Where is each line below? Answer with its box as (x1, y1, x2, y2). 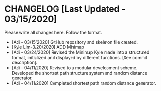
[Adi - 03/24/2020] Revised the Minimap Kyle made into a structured (11, 49, 150, 55)
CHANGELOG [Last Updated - (4, 3, 126, 15)
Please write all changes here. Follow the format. (4, 30, 103, 35)
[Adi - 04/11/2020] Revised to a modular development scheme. (11, 64, 138, 71)
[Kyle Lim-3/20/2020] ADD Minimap (11, 44, 85, 50)
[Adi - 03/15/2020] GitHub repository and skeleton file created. (11, 39, 138, 45)
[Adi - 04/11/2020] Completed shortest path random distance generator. (11, 80, 156, 86)
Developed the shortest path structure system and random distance (11, 70, 148, 76)
